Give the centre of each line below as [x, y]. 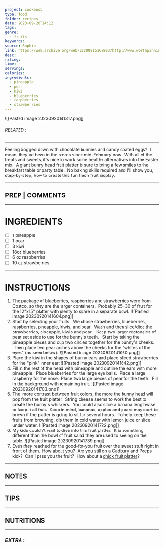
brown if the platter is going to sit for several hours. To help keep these [84, 415]
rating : [13, 59]
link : [10, 50]
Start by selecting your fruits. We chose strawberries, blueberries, [79, 322]
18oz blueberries [29, 252]
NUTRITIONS [25, 520]
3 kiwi [18, 246]
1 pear [18, 241]
